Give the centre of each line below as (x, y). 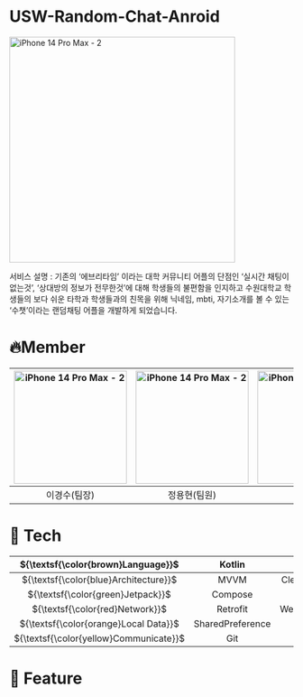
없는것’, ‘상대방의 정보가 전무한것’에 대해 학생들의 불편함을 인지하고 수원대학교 (146, 287)
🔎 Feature (46, 678)
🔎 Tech (36, 536)
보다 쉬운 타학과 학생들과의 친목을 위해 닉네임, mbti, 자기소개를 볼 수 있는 (161, 299)
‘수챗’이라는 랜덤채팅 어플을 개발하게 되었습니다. (93, 310)
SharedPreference (232, 623)
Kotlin (232, 564)
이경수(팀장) (70, 495)
